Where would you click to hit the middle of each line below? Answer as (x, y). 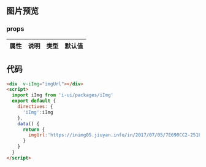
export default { (34, 101)
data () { (29, 124)
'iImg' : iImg (38, 112)
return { (34, 130)
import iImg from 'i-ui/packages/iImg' (63, 95)
